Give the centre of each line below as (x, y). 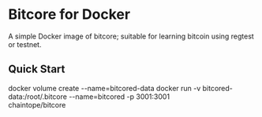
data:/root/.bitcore (37, 97)
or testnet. (25, 44)
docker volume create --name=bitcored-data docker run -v (105, 88)
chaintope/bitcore (37, 104)
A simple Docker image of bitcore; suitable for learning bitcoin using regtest (131, 36)
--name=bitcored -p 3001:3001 (119, 97)
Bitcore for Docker (69, 15)
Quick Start (37, 69)
